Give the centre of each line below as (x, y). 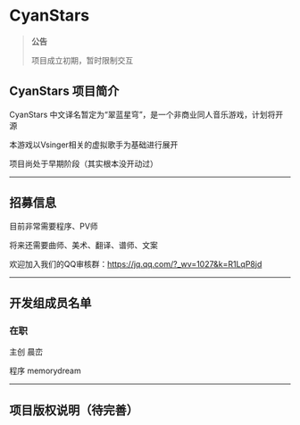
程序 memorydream (46, 371)
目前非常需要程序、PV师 (54, 226)
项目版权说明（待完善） (74, 410)
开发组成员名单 (50, 303)
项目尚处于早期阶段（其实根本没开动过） (83, 163)
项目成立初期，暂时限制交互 (82, 60)
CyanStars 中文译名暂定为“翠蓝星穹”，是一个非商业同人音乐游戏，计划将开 (146, 114)
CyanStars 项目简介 (64, 92)
